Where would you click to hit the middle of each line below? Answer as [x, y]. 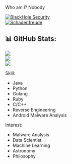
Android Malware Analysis [40, 115]
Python [20, 88]
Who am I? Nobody [25, 7]
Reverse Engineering [34, 110]
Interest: [14, 125]
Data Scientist [27, 140]
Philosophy [24, 156]
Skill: [10, 73]
